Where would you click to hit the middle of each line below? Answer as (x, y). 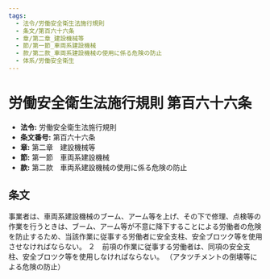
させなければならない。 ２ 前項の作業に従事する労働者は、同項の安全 (126, 246)
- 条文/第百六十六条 (45, 31)
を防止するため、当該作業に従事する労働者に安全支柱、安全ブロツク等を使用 (135, 236)
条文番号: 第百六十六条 (58, 137)
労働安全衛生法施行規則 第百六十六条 (130, 104)
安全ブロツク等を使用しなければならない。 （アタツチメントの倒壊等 (136, 256)
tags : (17, 16)
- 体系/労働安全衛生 (45, 61)
